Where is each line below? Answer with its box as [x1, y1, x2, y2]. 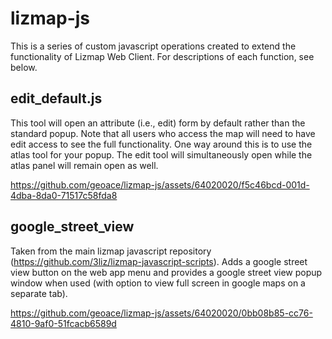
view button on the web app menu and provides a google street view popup [10, 266, 323, 278]
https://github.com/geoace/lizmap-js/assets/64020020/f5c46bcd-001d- [10, 178, 310, 191]
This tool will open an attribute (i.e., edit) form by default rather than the [10, 117, 306, 129]
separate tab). [10, 287, 68, 299]
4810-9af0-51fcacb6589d [10, 317, 117, 329]
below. [10, 61, 38, 73]
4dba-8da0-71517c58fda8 [10, 189, 118, 201]
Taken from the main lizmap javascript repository [10, 245, 212, 257]
